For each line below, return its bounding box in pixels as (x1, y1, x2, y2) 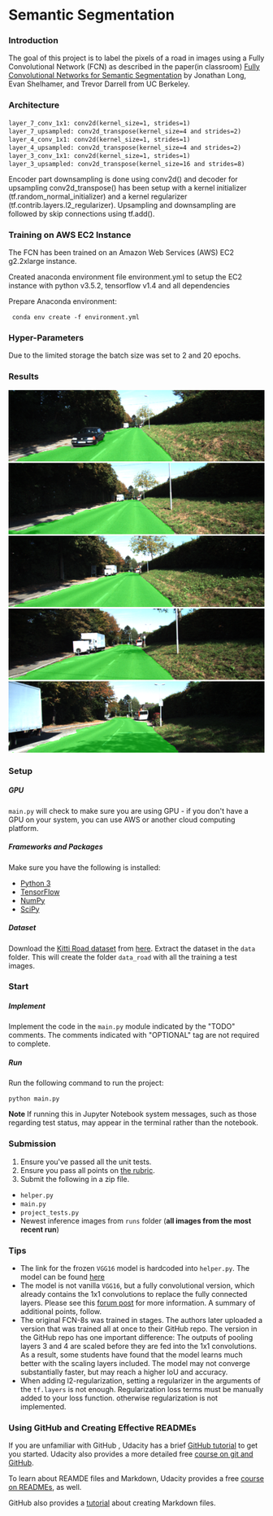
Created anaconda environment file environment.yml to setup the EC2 (8, 272, 242, 282)
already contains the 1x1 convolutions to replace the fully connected (19, 1289, 248, 1298)
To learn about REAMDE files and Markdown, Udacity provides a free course (8, 1474, 264, 1483)
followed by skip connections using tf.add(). (8, 209, 155, 218)
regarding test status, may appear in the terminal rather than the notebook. (8, 1118, 258, 1127)
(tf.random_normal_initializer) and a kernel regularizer (8, 191, 188, 201)
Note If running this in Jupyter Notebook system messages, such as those (8, 1110, 258, 1119)
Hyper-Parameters (8, 332, 84, 343)
